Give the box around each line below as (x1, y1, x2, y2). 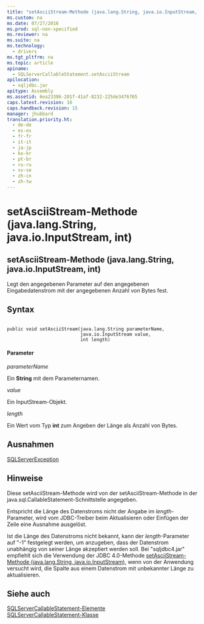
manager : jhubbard (7, 111, 53, 117)
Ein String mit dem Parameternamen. (7, 375, 100, 382)
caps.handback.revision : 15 (7, 105, 78, 111)
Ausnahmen (7, 439, 54, 450)
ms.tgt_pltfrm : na (7, 54, 53, 60)
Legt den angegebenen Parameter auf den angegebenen (7, 280, 149, 288)
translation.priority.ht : (7, 116, 72, 122)
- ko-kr (12, 150, 32, 156)
